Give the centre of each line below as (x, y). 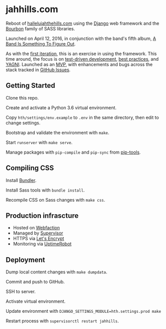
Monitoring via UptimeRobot (42, 244)
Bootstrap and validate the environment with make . (58, 132)
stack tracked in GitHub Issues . (38, 70)
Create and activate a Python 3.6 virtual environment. (61, 108)
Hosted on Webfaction (36, 228)
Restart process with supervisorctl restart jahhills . (62, 321)
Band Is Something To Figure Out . (41, 43)
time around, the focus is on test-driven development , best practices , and (82, 59)
